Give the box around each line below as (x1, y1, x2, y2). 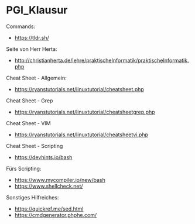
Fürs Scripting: (6, 165, 42, 172)
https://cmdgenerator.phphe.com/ (14, 211, 97, 218)
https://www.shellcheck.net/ (14, 182, 83, 189)
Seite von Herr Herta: (6, 45, 57, 53)
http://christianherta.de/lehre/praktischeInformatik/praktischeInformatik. (14, 57, 189, 64)
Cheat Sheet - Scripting (6, 142, 63, 149)
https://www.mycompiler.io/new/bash (14, 176, 105, 183)
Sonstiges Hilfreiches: (6, 194, 59, 201)
